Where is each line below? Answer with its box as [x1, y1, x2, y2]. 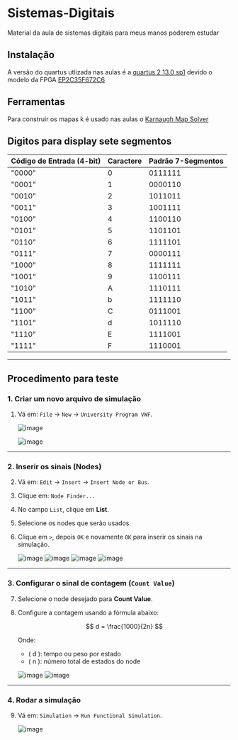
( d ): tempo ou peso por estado [28, 649, 122, 658]
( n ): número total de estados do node [28, 657, 141, 666]
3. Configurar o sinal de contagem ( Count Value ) [7, 578, 175, 588]
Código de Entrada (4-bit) [11, 156, 101, 166]
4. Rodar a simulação [7, 695, 81, 705]
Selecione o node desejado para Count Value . [17, 594, 153, 603]
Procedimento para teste [7, 372, 119, 384]
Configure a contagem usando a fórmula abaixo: [17, 608, 159, 617]
